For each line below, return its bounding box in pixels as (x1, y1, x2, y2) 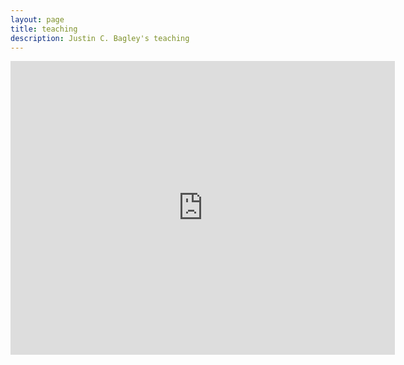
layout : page (10, 14, 65, 25)
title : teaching (10, 24, 78, 34)
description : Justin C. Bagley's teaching (10, 33, 190, 43)
